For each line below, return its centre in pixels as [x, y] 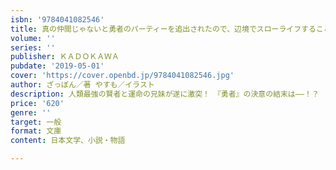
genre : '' [31, 112]
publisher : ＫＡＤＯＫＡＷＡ [65, 57]
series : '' [33, 47]
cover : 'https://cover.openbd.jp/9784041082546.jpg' [122, 76]
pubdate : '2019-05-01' [57, 66]
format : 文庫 [36, 131]
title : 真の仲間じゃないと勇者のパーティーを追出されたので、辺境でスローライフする [163, 29]
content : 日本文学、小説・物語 [68, 141]
